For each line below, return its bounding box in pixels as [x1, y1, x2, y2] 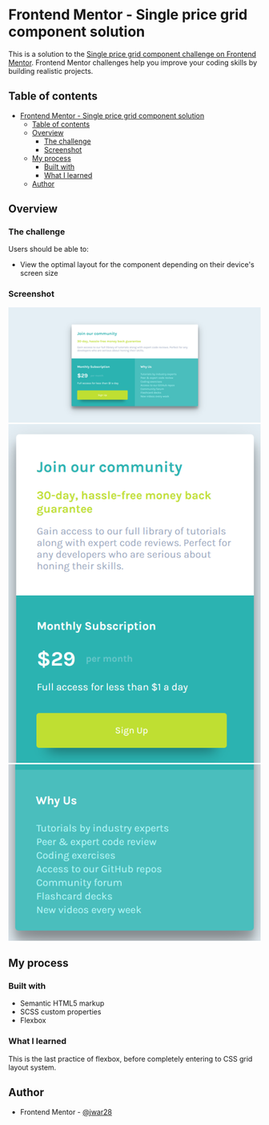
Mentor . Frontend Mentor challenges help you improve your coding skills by [8, 58, 258, 67]
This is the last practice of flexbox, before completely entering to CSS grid [8, 1054, 253, 1063]
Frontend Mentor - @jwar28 [19, 1107, 112, 1116]
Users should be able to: [8, 245, 90, 254]
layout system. [8, 1062, 57, 1072]
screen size [19, 269, 58, 278]
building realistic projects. [8, 66, 94, 75]
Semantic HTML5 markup [19, 998, 105, 1008]
